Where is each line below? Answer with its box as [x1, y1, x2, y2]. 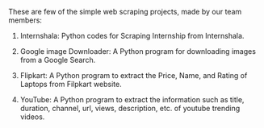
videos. [19, 112, 45, 122]
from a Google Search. [19, 56, 96, 64]
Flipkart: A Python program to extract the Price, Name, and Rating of [19, 71, 248, 80]
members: [8, 15, 43, 25]
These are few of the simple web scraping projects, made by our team [8, 7, 242, 16]
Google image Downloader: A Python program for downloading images [19, 47, 257, 56]
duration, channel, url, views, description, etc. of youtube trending [19, 104, 241, 113]
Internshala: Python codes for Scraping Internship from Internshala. [19, 31, 245, 40]
